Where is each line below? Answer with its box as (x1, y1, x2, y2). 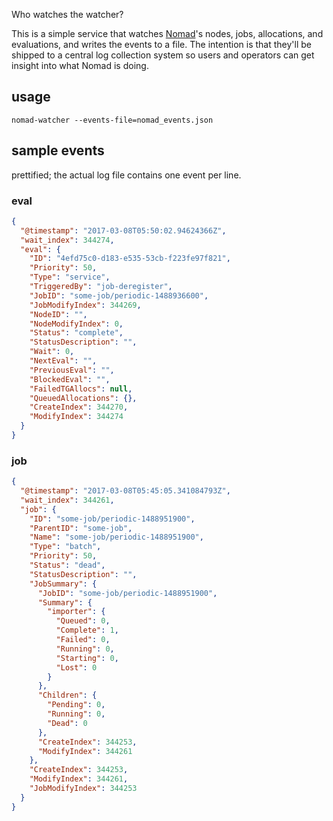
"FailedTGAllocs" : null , (29, 384, 133, 394)
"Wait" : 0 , (29, 347, 75, 357)
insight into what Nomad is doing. (11, 60, 149, 71)
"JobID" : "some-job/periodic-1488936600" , (29, 290, 209, 301)
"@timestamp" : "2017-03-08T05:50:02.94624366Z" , (20, 225, 227, 236)
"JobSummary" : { (29, 579, 98, 589)
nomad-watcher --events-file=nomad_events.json (11, 115, 214, 125)
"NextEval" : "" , (29, 356, 98, 366)
